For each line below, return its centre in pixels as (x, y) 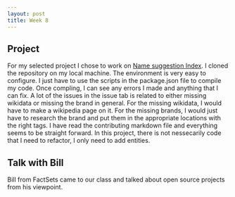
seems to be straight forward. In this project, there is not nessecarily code (114, 133)
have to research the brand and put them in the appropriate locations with (114, 118)
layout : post (26, 14)
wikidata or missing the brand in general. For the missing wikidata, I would (115, 103)
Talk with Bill (36, 163)
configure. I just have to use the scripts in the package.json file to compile (114, 81)
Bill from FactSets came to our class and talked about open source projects (116, 179)
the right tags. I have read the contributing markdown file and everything (113, 126)
